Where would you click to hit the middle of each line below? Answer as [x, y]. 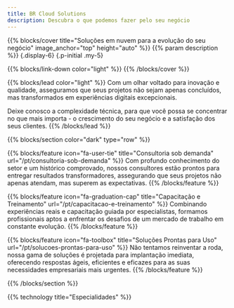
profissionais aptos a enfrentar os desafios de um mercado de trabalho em [116, 219]
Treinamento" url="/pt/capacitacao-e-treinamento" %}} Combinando [107, 203]
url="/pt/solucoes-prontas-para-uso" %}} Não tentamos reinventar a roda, [115, 247]
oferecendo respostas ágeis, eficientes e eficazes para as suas [99, 262]
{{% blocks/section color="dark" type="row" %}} [79, 139]
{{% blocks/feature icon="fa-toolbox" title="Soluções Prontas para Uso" [112, 240]
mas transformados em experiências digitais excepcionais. [92, 97]
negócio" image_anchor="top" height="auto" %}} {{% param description [113, 48]
